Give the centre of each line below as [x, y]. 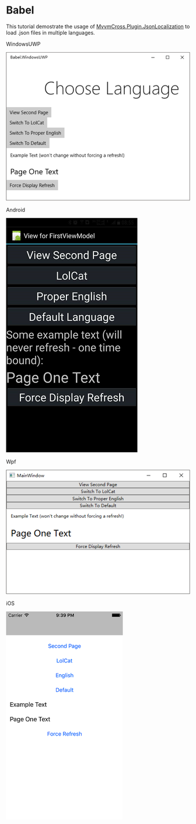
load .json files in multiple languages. [50, 32]
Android [15, 210]
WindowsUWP [23, 44]
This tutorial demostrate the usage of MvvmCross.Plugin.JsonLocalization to [98, 26]
